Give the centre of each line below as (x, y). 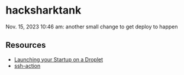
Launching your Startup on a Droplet (59, 59)
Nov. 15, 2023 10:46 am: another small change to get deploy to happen (92, 27)
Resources (26, 45)
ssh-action (27, 66)
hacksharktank (43, 10)
